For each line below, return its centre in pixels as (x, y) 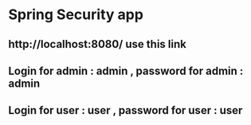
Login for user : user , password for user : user (125, 110)
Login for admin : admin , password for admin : (126, 70)
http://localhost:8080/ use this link (98, 44)
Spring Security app (76, 15)
